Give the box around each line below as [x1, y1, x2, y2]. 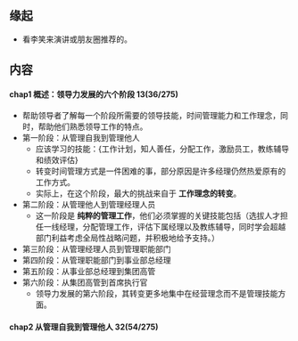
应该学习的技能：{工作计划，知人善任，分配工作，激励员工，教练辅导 [35, 143, 290, 154]
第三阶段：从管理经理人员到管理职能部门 [21, 244, 171, 255]
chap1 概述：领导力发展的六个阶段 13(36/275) [9, 88, 178, 100]
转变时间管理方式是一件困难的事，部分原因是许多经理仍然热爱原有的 [35, 166, 286, 176]
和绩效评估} [35, 155, 79, 166]
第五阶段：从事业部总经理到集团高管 [21, 266, 156, 277]
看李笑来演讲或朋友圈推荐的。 [21, 34, 132, 45]
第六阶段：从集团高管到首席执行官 [21, 277, 148, 288]
